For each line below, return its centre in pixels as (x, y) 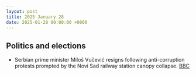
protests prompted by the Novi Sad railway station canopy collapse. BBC (102, 66)
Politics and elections (46, 46)
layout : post (22, 11)
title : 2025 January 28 (35, 17)
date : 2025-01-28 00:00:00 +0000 (47, 22)
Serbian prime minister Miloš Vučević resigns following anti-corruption (99, 60)
